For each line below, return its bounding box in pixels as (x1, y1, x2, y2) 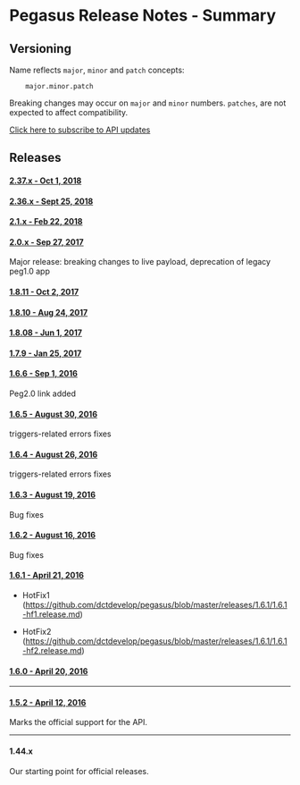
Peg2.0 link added (9, 388, 77, 399)
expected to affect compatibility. (9, 107, 129, 117)
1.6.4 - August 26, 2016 (9, 449, 98, 460)
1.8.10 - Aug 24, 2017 (9, 307, 88, 317)
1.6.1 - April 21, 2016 (9, 570, 85, 581)
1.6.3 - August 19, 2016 (9, 489, 96, 500)
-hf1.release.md (21, 609, 80, 620)
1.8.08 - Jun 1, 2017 (9, 327, 83, 338)
